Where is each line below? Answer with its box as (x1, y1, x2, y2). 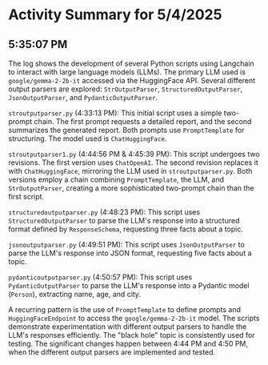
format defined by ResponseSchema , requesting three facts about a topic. (8, 224, 244, 234)
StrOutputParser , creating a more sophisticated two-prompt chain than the (8, 183, 254, 193)
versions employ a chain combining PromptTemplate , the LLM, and (8, 174, 225, 184)
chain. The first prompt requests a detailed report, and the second (34, 117, 252, 126)
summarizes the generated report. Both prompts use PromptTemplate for (8, 126, 245, 134)
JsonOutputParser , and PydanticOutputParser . (8, 93, 158, 102)
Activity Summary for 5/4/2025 (8, 6, 222, 24)
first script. (8, 192, 45, 201)
